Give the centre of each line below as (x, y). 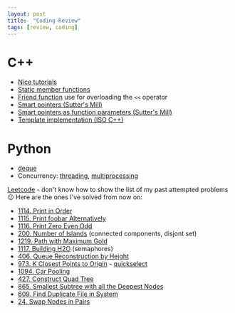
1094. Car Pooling (44, 272)
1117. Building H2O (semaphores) (66, 249)
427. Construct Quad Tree (56, 279)
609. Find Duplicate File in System (68, 294)
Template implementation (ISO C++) (70, 120)
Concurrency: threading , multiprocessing (78, 176)
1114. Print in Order (45, 211)
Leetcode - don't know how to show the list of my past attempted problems (118, 190)
